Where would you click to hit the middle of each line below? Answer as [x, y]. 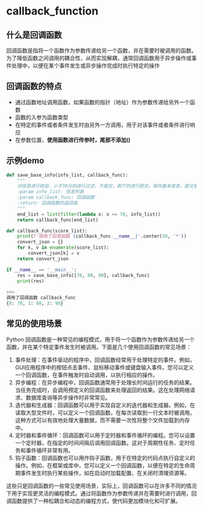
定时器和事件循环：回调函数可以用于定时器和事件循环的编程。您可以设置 [105, 435]
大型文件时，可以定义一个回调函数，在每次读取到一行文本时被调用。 [110, 412]
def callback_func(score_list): [47, 231]
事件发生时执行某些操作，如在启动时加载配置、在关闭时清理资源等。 [105, 473]
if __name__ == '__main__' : [42, 270]
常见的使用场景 [34, 324]
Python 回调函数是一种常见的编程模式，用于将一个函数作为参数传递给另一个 [101, 339]
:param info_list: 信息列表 [51, 192]
